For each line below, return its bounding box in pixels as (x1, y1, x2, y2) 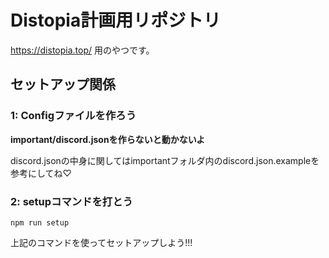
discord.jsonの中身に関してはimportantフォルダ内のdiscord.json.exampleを (10, 154, 320, 166)
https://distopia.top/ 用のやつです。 (10, 44, 155, 56)
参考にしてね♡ (10, 167, 72, 179)
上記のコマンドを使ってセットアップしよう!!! (10, 236, 193, 248)
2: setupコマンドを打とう (10, 194, 133, 208)
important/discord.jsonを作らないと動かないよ (10, 133, 206, 145)
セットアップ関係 (10, 76, 116, 93)
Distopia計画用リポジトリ (10, 9, 222, 32)
